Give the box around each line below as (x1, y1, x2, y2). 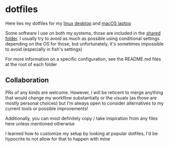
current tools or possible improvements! (5, 105, 88, 112)
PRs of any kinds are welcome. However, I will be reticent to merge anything (5, 89, 163, 95)
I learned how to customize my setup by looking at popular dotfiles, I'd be (5, 130, 158, 136)
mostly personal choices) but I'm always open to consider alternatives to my (5, 100, 164, 106)
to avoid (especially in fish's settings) (5, 46, 83, 52)
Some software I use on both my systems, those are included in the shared (5, 30, 161, 36)
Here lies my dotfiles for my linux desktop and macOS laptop (5, 20, 131, 26)
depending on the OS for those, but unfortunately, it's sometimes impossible (5, 40, 164, 46)
